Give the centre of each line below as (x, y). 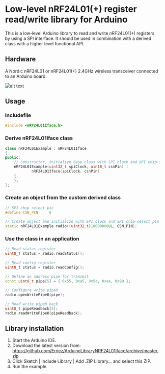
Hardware (20, 59)
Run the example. (30, 367)
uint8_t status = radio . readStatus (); (45, 254)
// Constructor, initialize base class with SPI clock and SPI (80, 162)
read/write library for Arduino (66, 19)
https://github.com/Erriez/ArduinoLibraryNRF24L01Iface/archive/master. (85, 351)
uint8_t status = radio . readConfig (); (45, 267)
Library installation (35, 328)
